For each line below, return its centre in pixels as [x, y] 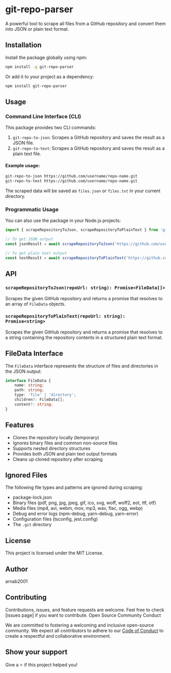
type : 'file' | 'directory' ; [45, 395]
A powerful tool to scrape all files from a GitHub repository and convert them [85, 24]
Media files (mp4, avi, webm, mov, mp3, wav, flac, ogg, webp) [78, 508]
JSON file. [23, 143]
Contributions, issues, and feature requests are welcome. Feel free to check [85, 610]
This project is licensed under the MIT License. [54, 553]
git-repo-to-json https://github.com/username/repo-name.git [72, 176]
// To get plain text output [36, 253]
